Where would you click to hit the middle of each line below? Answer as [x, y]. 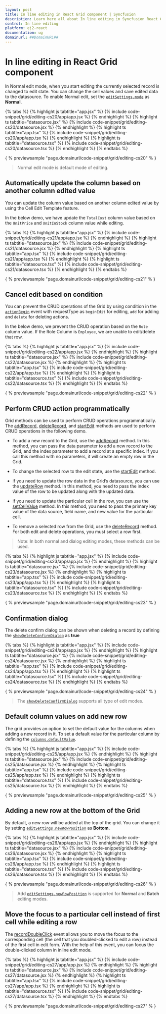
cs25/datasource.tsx [26, 785]
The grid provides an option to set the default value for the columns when [80, 728]
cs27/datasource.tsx [26, 996]
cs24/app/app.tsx [23, 671]
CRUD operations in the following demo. [46, 431]
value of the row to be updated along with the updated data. [73, 491]
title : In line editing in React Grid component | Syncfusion [70, 14]
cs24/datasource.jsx [26, 661]
